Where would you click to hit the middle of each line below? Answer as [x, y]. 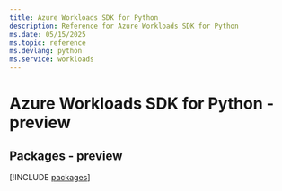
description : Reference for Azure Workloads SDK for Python [124, 26]
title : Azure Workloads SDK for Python [84, 17]
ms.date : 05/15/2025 [48, 34]
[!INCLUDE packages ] [50, 177]
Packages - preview [66, 156]
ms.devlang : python [46, 51]
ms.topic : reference [48, 43]
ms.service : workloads [52, 59]
